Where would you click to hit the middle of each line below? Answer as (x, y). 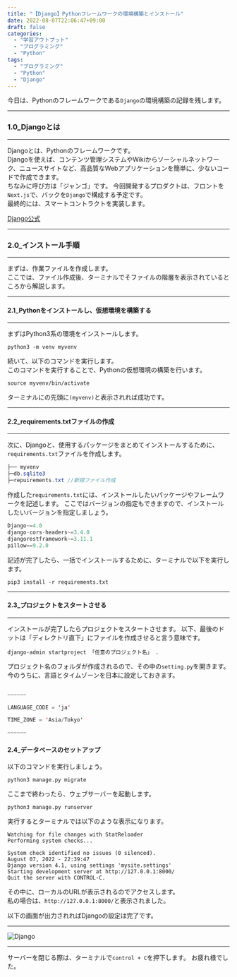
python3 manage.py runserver (50, 808)
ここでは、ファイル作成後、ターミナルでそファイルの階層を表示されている (115, 277)
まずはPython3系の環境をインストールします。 (75, 334)
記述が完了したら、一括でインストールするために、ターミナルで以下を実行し (119, 560)
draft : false (26, 27)
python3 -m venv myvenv (42, 347)
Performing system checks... (50, 841)
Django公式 (24, 218)
